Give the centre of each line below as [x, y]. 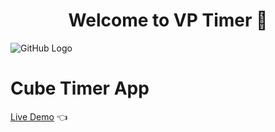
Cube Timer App [80, 88]
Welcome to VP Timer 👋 [168, 20]
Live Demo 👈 [39, 116]
